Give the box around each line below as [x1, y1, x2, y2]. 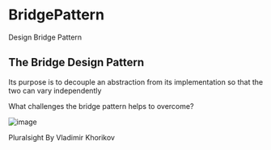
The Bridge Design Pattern [8, 56, 145, 69]
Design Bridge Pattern [8, 32, 83, 42]
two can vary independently [8, 85, 102, 95]
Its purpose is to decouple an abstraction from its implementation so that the [8, 77, 264, 86]
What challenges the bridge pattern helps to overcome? [8, 101, 194, 110]
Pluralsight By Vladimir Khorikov [8, 132, 116, 142]
